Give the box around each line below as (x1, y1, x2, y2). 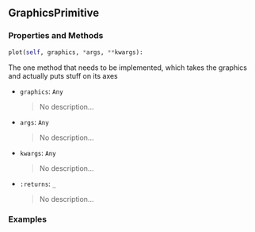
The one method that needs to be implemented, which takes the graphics (8, 63, 248, 72)
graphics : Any (19, 87, 63, 96)
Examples (8, 214, 48, 225)
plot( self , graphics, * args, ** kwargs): (8, 48, 144, 56)
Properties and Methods (8, 30, 104, 41)
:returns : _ (19, 179, 57, 188)
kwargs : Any (19, 148, 57, 157)
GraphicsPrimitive (8, 6, 100, 20)
